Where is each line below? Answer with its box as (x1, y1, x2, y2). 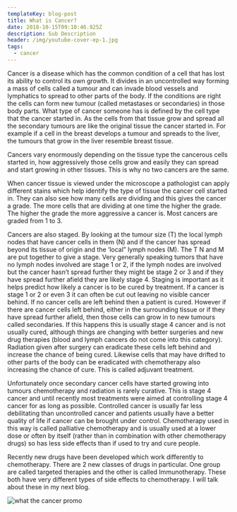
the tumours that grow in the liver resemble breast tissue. (7, 136, 174, 145)
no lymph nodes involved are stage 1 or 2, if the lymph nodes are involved (7, 260, 222, 268)
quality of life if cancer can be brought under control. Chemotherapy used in (7, 416, 229, 424)
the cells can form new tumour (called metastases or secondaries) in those (7, 99, 226, 107)
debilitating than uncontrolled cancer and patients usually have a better (7, 409, 214, 417)
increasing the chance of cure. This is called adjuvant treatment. (7, 365, 195, 374)
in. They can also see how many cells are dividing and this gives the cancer (7, 194, 227, 202)
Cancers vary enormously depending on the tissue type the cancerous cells (7, 150, 228, 159)
